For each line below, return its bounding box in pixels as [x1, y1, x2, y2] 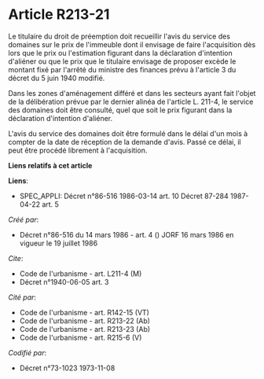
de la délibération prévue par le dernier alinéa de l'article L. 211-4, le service [8, 97, 254, 106]
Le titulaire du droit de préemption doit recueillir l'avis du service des [8, 31, 230, 41]
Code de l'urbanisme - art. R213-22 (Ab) [19, 316, 151, 326]
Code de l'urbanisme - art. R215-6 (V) [19, 333, 142, 342]
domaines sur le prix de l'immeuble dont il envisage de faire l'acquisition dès [8, 39, 256, 49]
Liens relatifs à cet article [8, 160, 93, 170]
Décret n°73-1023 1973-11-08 [19, 363, 115, 373]
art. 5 [42, 199, 59, 209]
